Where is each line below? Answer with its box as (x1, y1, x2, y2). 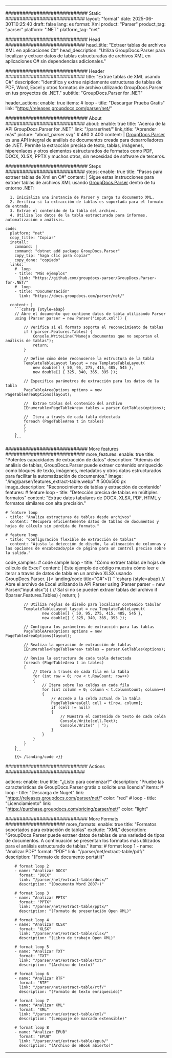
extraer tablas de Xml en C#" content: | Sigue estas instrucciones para (5, 174, 155, 180)
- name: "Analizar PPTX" (14, 895, 68, 900)
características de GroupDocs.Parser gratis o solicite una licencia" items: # (5, 784, 163, 790)
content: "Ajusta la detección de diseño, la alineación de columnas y (10, 541, 166, 546)
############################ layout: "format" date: (5, 16, 132, 22)
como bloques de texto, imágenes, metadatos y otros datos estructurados (5, 468, 162, 474)
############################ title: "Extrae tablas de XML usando (5, 74, 161, 79)
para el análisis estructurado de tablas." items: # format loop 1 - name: (5, 843, 154, 849)
